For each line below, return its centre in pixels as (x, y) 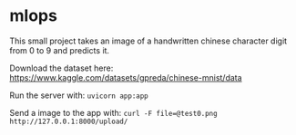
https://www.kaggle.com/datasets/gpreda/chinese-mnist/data (126, 77)
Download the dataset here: (61, 68)
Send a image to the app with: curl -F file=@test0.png (113, 112)
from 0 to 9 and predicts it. (60, 50)
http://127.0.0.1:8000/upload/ (69, 121)
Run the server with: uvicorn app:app (79, 95)
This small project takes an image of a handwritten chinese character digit (148, 41)
